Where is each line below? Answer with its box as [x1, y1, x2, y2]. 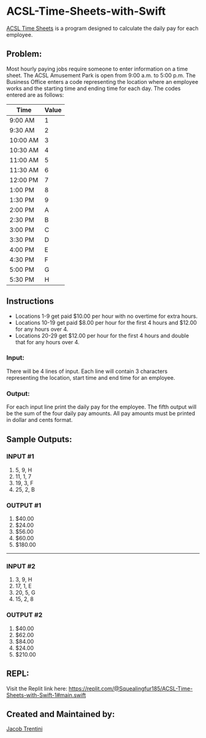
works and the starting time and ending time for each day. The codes [6, 85, 181, 92]
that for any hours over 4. [15, 338, 80, 345]
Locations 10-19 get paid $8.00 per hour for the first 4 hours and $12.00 [15, 318, 197, 326]
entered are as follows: [6, 91, 64, 99]
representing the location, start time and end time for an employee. [6, 374, 175, 381]
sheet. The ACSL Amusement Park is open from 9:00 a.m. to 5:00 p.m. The [6, 72, 196, 79]
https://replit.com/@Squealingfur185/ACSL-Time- [68, 685, 193, 692]
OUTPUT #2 [6, 611, 43, 619]
